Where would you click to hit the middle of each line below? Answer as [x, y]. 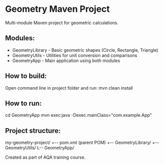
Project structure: [33, 131]
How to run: [23, 103]
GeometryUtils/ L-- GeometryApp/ [40, 148]
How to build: [26, 76]
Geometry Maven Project [58, 9]
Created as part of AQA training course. [45, 157]
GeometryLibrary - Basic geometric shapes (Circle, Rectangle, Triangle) [85, 50]
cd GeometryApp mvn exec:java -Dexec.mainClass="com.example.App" [79, 115]
